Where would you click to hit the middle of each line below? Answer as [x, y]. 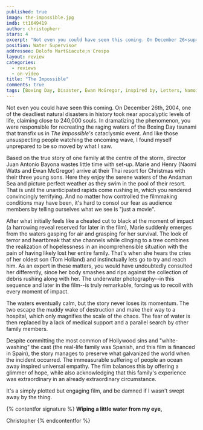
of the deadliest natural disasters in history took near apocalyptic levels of [98, 114]
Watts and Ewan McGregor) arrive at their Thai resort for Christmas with [96, 170]
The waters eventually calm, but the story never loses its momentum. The [98, 303]
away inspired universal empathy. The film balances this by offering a [93, 366]
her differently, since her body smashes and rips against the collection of [97, 272]
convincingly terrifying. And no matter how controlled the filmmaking [92, 196]
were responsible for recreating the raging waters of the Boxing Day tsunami [101, 127]
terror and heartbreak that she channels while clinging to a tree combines [98, 240]
